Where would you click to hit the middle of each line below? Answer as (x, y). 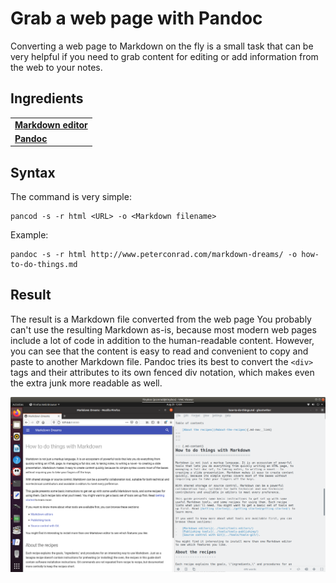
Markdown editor (51, 124)
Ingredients (47, 98)
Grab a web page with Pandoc (136, 18)
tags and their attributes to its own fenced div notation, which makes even (162, 372)
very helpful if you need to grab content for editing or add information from (164, 56)
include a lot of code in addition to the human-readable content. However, (162, 340)
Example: (29, 235)
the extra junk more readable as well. (86, 383)
